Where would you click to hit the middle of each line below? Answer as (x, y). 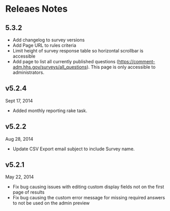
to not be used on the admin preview (51, 203)
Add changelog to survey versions (49, 40)
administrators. (29, 72)
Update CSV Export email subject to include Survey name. (74, 149)
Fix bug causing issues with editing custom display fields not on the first (88, 187)
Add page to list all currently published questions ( (65, 61)
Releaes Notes (36, 9)
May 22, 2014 (20, 177)
